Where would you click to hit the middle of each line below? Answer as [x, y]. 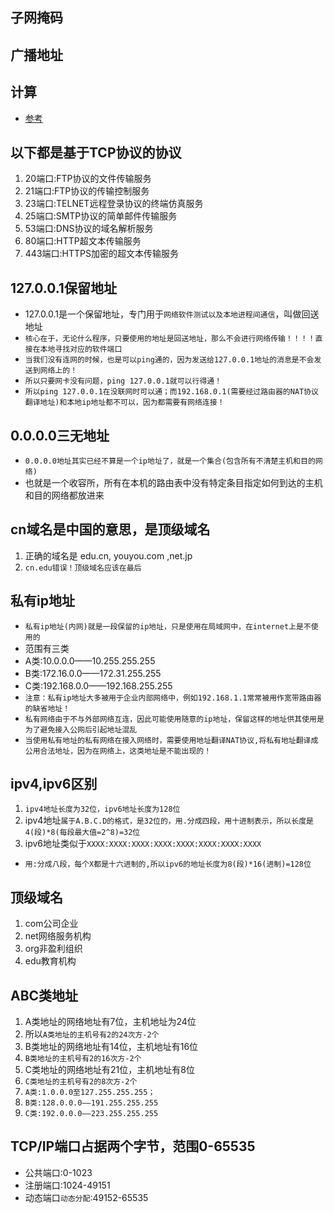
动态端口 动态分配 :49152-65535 [86, 1197]
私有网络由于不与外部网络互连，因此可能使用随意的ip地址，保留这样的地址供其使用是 [174, 719]
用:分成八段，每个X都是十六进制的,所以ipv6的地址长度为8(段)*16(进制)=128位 [168, 864]
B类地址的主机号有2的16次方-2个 [83, 1059]
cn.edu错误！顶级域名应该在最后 [83, 568]
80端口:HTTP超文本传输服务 [83, 241]
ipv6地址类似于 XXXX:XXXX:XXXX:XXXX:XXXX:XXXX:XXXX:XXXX [143, 844]
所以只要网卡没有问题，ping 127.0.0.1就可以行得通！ [123, 381]
